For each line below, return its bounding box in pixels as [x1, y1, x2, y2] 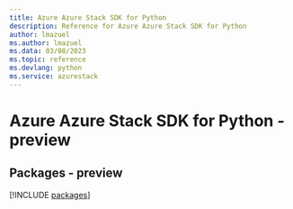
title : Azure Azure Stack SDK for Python [9, 13, 167, 23]
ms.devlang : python [9, 64, 83, 73]
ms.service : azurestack [9, 72, 99, 81]
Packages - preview [9, 166, 123, 181]
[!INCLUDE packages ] [9, 189, 91, 200]
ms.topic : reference [9, 55, 87, 64]
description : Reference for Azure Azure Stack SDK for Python [9, 22, 247, 31]
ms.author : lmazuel [9, 38, 83, 48]
